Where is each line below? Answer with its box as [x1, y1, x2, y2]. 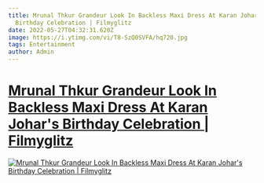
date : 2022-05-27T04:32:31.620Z [8, 26, 114, 34]
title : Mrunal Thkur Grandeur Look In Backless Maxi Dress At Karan [8, 11, 237, 20]
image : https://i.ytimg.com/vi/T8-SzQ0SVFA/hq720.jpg [8, 33, 189, 42]
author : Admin [8, 48, 55, 56]
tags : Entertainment [8, 41, 76, 49]
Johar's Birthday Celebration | [8, 115, 210, 134]
